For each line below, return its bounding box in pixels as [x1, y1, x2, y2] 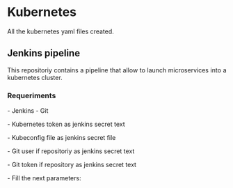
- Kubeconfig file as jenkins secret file [7, 134, 116, 142]
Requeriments [7, 91, 56, 100]
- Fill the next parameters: [7, 174, 81, 182]
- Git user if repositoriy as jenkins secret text [7, 147, 135, 155]
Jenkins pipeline [7, 47, 81, 59]
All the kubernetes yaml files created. [7, 27, 114, 36]
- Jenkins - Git [7, 107, 49, 115]
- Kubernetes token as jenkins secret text [7, 120, 125, 129]
